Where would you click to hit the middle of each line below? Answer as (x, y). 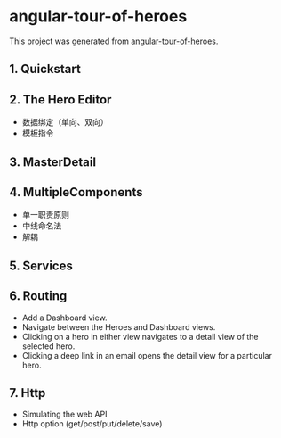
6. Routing (38, 296)
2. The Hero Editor (60, 99)
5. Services (41, 265)
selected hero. (48, 346)
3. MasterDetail (52, 162)
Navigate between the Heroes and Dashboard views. (119, 326)
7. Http (28, 393)
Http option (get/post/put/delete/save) (92, 424)
